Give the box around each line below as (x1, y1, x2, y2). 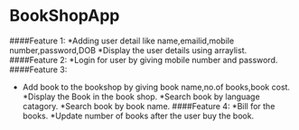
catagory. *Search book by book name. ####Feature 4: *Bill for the (22, 100, 276, 111)
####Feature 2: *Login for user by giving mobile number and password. (9, 54, 278, 65)
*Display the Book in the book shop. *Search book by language (22, 91, 260, 102)
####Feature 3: (9, 64, 68, 75)
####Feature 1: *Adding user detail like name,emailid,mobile (9, 35, 235, 46)
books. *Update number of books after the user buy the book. (22, 110, 255, 121)
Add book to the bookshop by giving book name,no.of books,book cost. (22, 81, 291, 92)
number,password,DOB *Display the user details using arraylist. (9, 44, 248, 55)
